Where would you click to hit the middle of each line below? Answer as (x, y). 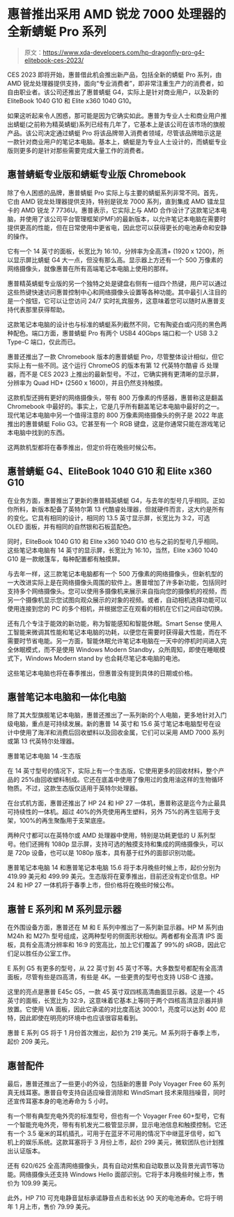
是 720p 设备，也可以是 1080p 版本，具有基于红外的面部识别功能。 (103, 853)
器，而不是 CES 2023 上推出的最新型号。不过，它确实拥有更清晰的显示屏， (115, 374)
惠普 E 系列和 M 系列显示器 (64, 909)
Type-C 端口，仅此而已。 (44, 342)
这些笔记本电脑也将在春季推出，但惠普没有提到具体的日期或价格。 (102, 673)
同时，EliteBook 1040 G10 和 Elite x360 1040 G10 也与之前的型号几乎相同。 (115, 541)
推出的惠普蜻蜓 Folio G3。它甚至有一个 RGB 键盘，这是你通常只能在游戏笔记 (116, 423)
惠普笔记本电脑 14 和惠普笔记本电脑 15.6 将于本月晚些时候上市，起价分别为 (114, 868)
